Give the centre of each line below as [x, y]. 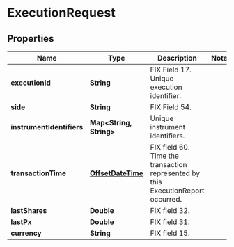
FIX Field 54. [171, 107]
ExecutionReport [177, 191]
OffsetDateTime [117, 173]
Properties [31, 39]
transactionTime [39, 173]
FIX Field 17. [171, 70]
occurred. [166, 199]
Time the [165, 156]
